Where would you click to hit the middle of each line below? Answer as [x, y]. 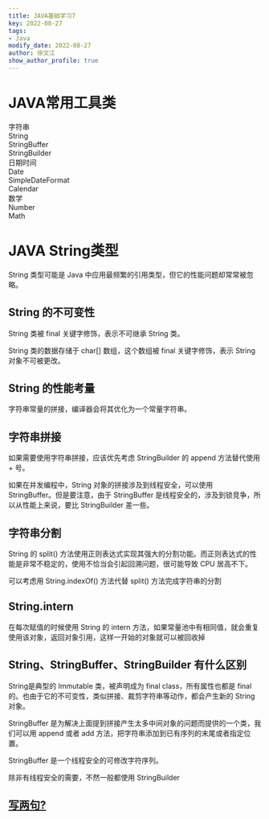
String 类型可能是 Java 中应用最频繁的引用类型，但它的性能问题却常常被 [128, 274]
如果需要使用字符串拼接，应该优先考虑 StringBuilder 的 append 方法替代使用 [134, 458]
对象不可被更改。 [37, 360]
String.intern [41, 607]
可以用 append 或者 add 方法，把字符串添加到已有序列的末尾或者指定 [129, 733]
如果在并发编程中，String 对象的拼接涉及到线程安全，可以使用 [111, 485]
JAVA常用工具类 [62, 103]
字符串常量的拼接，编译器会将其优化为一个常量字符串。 [100, 409]
